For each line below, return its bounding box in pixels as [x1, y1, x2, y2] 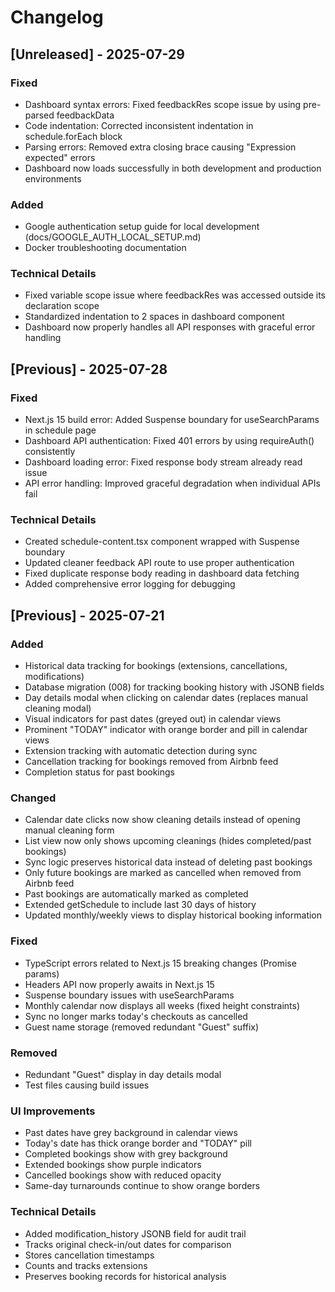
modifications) [24, 671, 85, 683]
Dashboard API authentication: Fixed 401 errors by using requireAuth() [24, 435, 315, 447]
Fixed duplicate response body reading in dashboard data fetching [24, 567, 300, 580]
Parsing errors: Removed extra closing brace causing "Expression [24, 141, 297, 153]
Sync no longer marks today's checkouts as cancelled [24, 1010, 248, 1022]
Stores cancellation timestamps [24, 1249, 155, 1261]
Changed [10, 791, 57, 805]
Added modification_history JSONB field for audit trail [24, 1227, 247, 1240]
